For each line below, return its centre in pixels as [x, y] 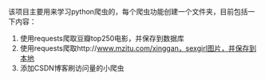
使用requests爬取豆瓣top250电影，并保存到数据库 [102, 38]
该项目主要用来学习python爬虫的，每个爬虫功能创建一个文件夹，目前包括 [128, 11]
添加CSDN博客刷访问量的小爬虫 [72, 68]
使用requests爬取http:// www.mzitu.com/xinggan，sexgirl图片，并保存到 [138, 48]
